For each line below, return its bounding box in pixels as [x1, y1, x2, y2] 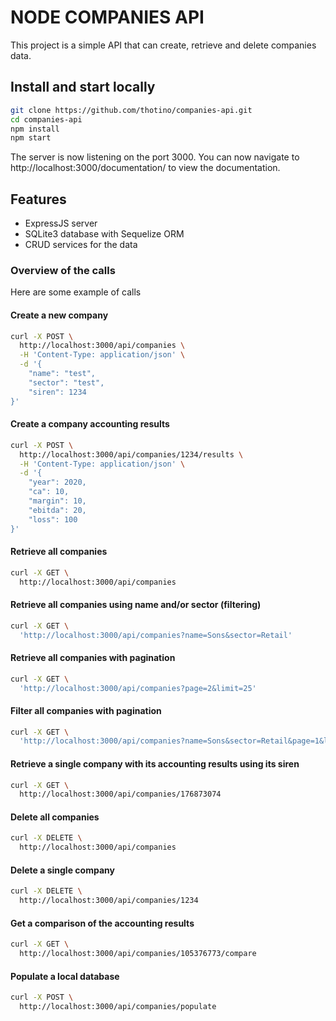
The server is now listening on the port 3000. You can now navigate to [10, 151, 300, 163]
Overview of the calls [10, 263, 116, 277]
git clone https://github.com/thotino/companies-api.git [10, 105, 253, 115]
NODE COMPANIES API [10, 6, 205, 29]
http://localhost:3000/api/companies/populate [19, 1002, 217, 1012]
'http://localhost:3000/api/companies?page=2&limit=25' [19, 683, 257, 693]
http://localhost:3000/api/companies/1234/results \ [19, 449, 244, 460]
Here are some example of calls [10, 286, 142, 298]
